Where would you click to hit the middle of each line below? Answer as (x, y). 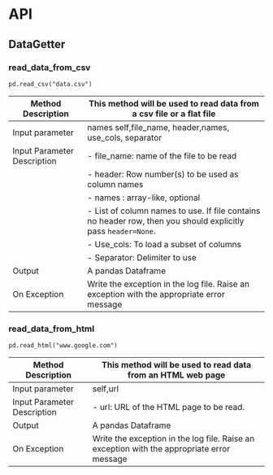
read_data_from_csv (50, 68)
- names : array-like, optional (144, 198)
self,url (106, 389)
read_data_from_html (52, 329)
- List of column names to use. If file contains (174, 211)
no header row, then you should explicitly (166, 220)
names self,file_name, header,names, (158, 127)
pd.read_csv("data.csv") (50, 84)
